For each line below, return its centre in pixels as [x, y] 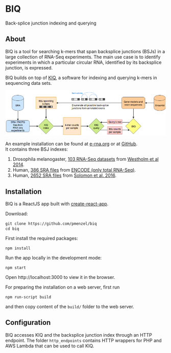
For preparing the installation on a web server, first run [63, 287]
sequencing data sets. [29, 83]
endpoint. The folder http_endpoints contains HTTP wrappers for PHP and [83, 340]
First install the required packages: [42, 238]
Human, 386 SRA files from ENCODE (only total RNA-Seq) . [74, 170]
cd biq [12, 229]
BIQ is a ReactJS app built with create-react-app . [57, 204]
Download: [17, 214]
